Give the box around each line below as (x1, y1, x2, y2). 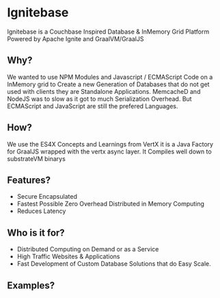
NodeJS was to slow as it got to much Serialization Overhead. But (7, 95, 193, 103)
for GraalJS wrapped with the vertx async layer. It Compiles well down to (7, 147, 212, 156)
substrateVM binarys (7, 154, 66, 162)
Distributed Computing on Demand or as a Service (16, 245, 159, 253)
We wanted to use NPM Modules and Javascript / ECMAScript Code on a (7, 73, 213, 81)
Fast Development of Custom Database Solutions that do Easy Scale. (16, 260, 211, 268)
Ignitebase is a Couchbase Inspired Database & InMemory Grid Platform (7, 27, 210, 36)
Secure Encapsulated (16, 193, 77, 201)
